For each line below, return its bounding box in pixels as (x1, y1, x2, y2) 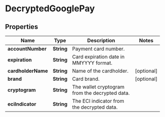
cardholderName (7, 67, 48, 74)
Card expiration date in (72, 54, 125, 60)
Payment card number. (72, 45, 125, 52)
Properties (5, 23, 38, 31)
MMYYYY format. (72, 59, 113, 66)
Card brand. (72, 76, 100, 82)
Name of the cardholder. (72, 67, 129, 74)
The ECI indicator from (72, 98, 124, 104)
